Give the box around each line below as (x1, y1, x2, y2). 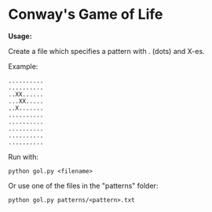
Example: (8, 61, 38, 71)
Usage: (8, 31, 33, 41)
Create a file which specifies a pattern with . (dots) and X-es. (8, 46, 206, 56)
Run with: (8, 152, 39, 161)
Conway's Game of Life (8, 5, 163, 23)
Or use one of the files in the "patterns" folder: (8, 181, 159, 190)
